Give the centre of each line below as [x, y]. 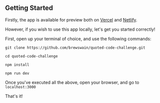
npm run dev [17, 73]
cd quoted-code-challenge [31, 56]
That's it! [14, 96]
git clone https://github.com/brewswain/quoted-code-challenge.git [75, 48]
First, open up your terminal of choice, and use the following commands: [78, 39]
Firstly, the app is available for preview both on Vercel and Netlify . [71, 20]
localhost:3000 [21, 87]
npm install [17, 65]
